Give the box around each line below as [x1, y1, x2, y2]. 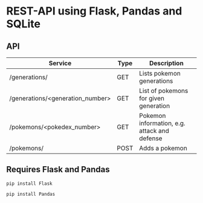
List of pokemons [138, 86, 188, 95]
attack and [138, 127, 169, 135]
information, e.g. [138, 119, 185, 127]
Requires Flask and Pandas [6, 164, 110, 175]
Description [149, 59, 184, 67]
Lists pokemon [138, 69, 181, 77]
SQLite [6, 17, 41, 31]
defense [138, 134, 163, 143]
